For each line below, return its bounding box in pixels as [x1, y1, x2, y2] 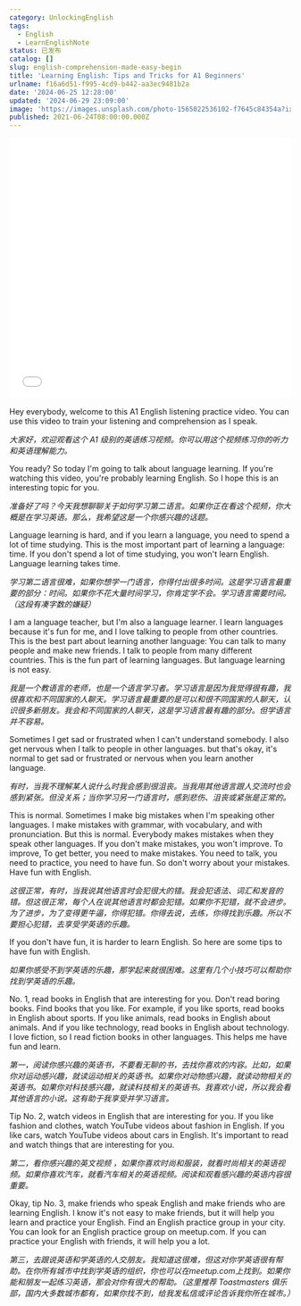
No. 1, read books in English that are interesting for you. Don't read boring [9, 993, 280, 1005]
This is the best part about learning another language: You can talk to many [9, 636, 287, 647]
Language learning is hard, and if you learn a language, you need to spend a [9, 530, 290, 540]
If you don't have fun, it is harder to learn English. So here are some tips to [9, 937, 283, 948]
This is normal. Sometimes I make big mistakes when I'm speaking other [9, 810, 275, 821]
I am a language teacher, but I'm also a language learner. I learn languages [9, 617, 284, 628]
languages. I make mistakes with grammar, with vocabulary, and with [9, 819, 263, 831]
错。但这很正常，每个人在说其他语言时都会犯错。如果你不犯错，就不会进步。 [9, 897, 291, 908]
